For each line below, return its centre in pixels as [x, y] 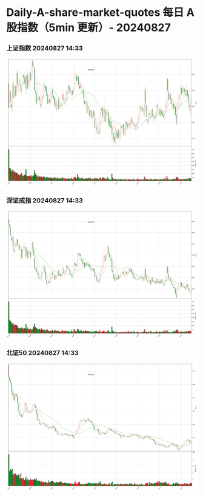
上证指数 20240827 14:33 [45, 48]
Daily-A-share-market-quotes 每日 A [101, 12]
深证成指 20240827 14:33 [45, 201]
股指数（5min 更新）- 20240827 [89, 28]
